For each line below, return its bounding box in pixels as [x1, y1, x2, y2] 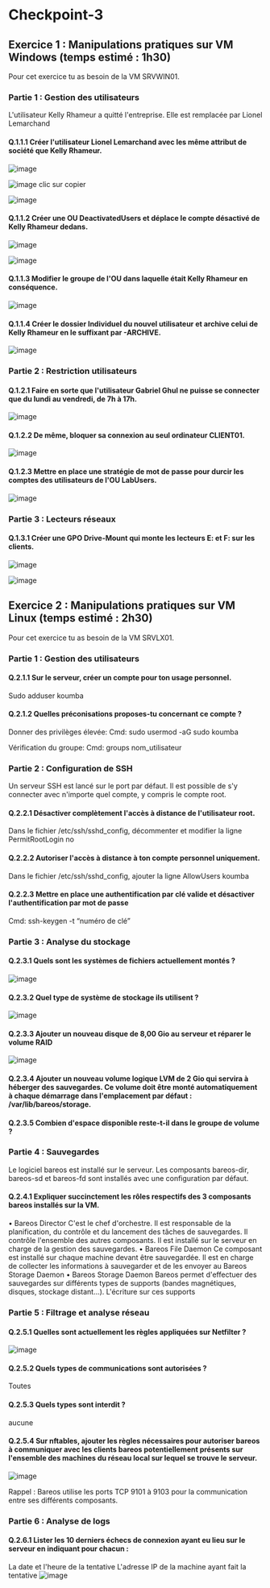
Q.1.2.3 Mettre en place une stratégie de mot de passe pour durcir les [8, 467, 244, 476]
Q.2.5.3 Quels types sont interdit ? [8, 1399, 127, 1409]
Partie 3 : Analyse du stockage [8, 936, 131, 947]
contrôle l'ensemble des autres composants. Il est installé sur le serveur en [8, 1236, 257, 1245]
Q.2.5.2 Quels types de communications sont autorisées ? [8, 1363, 207, 1373]
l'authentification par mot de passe [8, 898, 129, 908]
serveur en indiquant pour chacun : [8, 1544, 129, 1553]
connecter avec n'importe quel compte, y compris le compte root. [8, 790, 227, 800]
